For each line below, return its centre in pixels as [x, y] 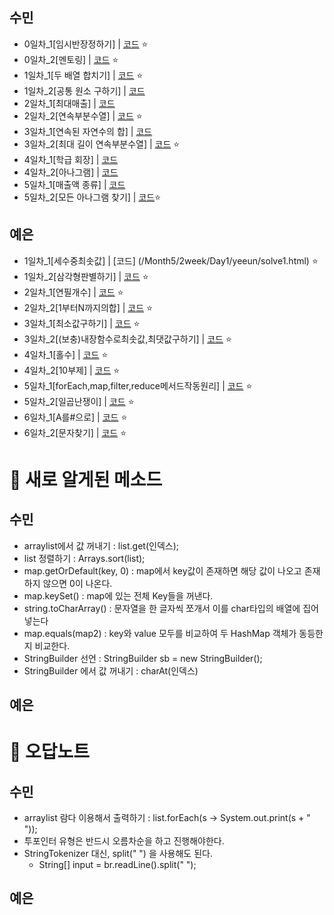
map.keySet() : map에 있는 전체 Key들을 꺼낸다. [118, 595]
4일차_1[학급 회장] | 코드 [71, 159]
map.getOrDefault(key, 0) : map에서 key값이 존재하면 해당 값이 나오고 [162, 570]
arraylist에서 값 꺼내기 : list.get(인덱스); [101, 545]
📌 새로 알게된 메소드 [86, 479]
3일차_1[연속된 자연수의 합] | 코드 [88, 131]
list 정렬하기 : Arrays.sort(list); [84, 558]
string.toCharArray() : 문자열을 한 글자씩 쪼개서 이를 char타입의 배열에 [162, 608]
